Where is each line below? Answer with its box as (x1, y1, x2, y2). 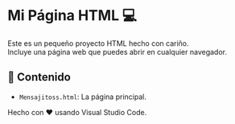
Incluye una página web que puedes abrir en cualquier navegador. (7, 47, 227, 56)
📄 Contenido (7, 70, 72, 85)
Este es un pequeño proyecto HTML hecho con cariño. (7, 38, 190, 48)
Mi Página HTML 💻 (7, 6, 138, 25)
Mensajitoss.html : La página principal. (19, 92, 146, 101)
